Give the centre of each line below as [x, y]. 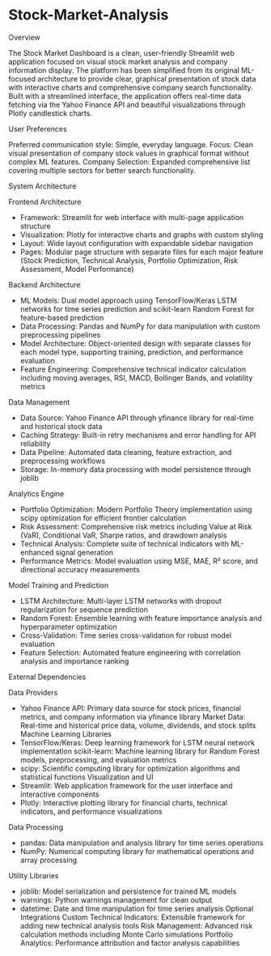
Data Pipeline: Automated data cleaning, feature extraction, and [126, 452]
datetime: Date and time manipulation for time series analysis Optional [137, 908]
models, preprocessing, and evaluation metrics [98, 759]
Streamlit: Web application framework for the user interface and [126, 785]
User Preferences [38, 129]
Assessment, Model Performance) [77, 269]
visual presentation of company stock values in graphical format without [129, 153]
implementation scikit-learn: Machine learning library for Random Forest [140, 751]
